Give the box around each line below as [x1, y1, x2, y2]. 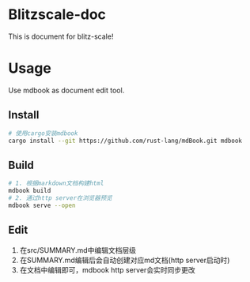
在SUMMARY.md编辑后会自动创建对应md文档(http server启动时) [19, 255, 230, 265]
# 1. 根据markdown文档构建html [8, 179, 104, 187]
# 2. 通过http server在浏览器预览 [8, 194, 112, 202]
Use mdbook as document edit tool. [8, 85, 125, 95]
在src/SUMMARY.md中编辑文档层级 [19, 245, 137, 254]
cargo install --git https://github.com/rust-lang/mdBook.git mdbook [8, 137, 243, 145]
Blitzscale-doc [8, 6, 107, 24]
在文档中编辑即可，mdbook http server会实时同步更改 [19, 265, 195, 274]
